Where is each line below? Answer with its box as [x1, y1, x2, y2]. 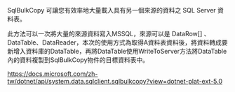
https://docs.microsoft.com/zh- [7, 70, 98, 78]
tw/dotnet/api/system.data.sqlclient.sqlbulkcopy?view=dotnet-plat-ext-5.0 [7, 77, 223, 85]
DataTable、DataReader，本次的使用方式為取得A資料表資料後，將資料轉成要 [7, 38, 228, 47]
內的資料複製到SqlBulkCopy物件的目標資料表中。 [7, 56, 149, 64]
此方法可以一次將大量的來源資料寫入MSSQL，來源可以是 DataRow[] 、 [7, 30, 210, 38]
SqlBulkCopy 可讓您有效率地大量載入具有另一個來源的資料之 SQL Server [7, 6, 216, 14]
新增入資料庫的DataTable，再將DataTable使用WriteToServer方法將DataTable [7, 47, 227, 55]
